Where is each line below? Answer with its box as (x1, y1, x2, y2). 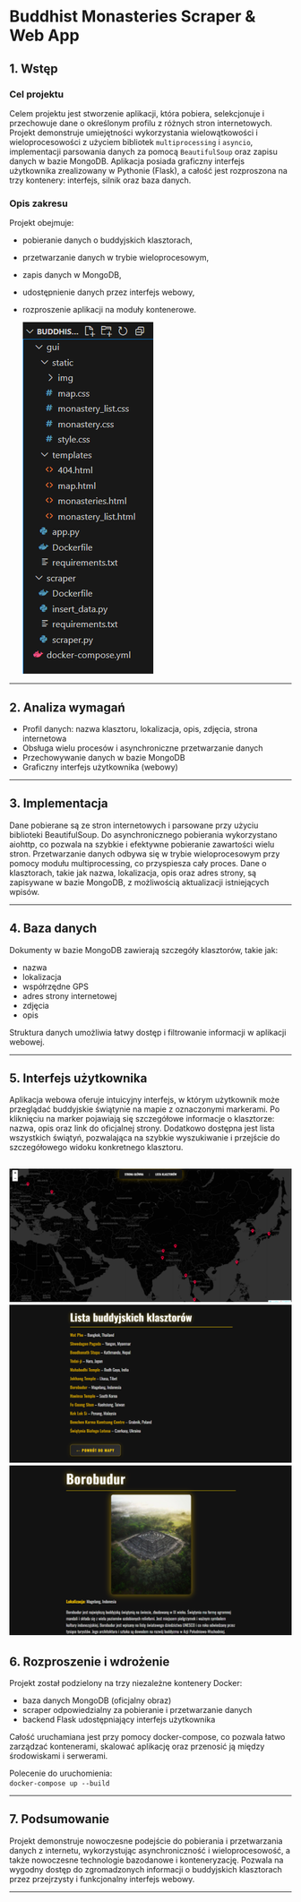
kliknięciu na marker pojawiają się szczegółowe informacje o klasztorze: (9, 1114, 275, 1124)
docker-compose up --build (9, 1779, 110, 1788)
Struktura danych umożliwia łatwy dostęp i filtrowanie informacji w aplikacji (9, 1027, 287, 1037)
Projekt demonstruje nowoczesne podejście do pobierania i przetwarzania (9, 1835, 283, 1846)
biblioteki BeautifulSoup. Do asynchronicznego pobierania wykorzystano (9, 829, 278, 839)
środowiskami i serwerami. (9, 1751, 108, 1761)
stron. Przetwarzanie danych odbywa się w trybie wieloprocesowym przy (9, 848, 280, 859)
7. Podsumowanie (9, 1812, 110, 1827)
